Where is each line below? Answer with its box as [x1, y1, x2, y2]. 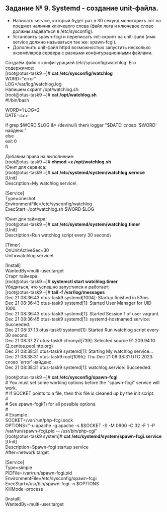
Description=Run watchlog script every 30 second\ [5, 232, 112, 238]
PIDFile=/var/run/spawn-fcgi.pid [5, 470, 72, 476]
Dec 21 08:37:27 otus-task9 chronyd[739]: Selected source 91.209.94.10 [5, 337, 155, 343]
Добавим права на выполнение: [5, 153, 74, 159]
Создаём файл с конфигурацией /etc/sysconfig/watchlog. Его [5, 59, 136, 65]
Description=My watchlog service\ [5, 180, 77, 186]
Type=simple [5, 464, 33, 471]
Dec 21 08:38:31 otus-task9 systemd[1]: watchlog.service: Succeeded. [5, 364, 152, 370]
